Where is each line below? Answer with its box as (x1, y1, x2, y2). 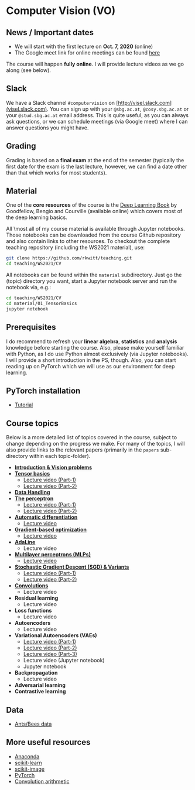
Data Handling (14, 489, 50, 496)
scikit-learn (14, 759, 42, 766)
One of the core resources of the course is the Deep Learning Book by (6, 201, 177, 208)
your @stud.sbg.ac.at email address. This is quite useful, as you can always (6, 111, 189, 118)
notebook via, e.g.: (6, 284, 52, 291)
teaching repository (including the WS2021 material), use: (6, 244, 145, 251)
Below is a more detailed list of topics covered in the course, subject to (6, 434, 177, 441)
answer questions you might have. (6, 124, 89, 131)
